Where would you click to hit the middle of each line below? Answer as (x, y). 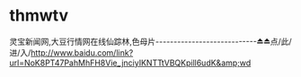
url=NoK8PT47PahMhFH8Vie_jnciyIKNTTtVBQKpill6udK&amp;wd (130, 63)
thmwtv (39, 16)
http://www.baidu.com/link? (82, 52)
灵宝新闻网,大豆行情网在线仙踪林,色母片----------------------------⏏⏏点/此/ (150, 41)
